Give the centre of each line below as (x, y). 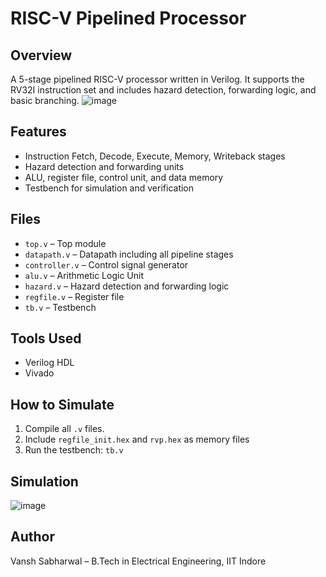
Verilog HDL (49, 363)
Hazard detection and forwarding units (104, 166)
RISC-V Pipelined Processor (128, 18)
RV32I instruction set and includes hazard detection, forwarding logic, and (163, 90)
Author (32, 537)
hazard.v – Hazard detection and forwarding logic (127, 286)
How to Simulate (62, 404)
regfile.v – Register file (74, 296)
